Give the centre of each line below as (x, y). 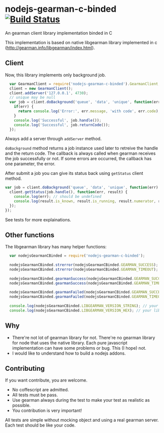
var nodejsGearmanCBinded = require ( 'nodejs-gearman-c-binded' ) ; (77, 256)
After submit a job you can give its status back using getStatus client (74, 173)
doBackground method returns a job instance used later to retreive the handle (82, 148)
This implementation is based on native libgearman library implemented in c (81, 42)
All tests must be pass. (35, 395)
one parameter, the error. (30, 164)
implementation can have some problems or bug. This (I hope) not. (79, 348)
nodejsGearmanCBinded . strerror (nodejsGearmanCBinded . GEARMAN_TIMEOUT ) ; (84, 270)
